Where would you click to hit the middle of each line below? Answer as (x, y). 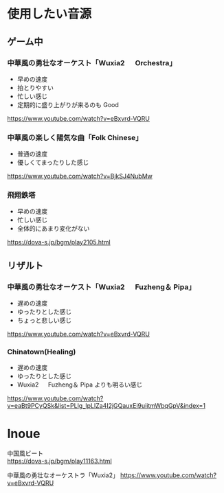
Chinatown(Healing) (42, 352)
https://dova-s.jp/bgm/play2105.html (59, 242)
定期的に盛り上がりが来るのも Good (68, 104)
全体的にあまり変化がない (53, 229)
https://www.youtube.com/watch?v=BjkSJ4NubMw (80, 176)
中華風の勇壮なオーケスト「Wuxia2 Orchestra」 (92, 62)
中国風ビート (25, 453)
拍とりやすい (35, 87)
